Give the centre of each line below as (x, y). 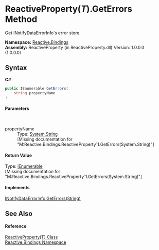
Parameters (17, 108)
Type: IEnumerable (24, 166)
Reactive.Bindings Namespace (36, 242)
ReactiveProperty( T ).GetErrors (69, 9)
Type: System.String (38, 134)
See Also (19, 214)
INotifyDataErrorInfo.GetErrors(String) (43, 198)
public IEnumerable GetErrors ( (37, 89)
